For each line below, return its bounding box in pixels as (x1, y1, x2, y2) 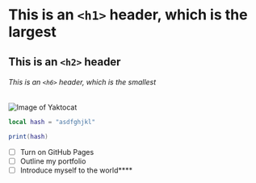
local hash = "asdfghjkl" (8, 118, 95, 126)
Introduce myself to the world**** (19, 165, 133, 175)
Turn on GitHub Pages (19, 147, 94, 156)
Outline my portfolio (19, 156, 86, 166)
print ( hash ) (8, 132, 48, 140)
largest (8, 23, 57, 41)
